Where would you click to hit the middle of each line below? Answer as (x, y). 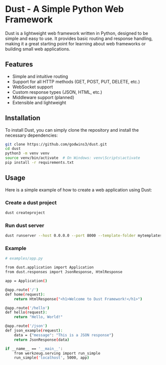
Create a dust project (31, 202)
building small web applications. (38, 49)
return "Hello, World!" (39, 317)
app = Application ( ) (26, 281)
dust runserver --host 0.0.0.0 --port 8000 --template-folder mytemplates (84, 236)
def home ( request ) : (25, 294)
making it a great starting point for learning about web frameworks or (75, 43)
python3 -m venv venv (27, 153)
